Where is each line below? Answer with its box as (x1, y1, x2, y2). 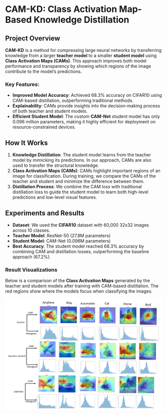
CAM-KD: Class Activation (5, 3, 117, 15)
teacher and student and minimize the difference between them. (12, 178, 145, 184)
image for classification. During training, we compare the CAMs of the (12, 173, 156, 179)
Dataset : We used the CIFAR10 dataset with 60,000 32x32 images (12, 222, 149, 228)
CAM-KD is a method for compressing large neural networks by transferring (5, 47, 162, 53)
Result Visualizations (5, 266, 58, 273)
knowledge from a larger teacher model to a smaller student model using (5, 52, 157, 58)
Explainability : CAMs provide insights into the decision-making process (12, 103, 161, 109)
